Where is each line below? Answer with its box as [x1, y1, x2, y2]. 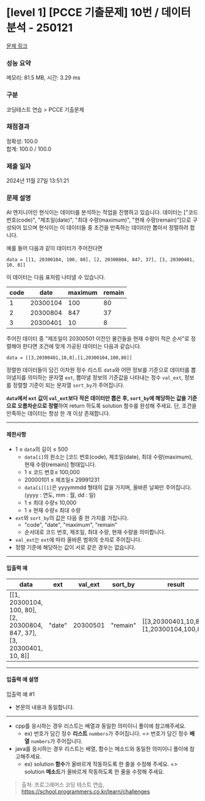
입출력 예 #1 [6, 690, 35, 698]
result [167, 580, 185, 589]
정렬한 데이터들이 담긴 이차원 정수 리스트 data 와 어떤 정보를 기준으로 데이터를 [6, 366, 190, 374]
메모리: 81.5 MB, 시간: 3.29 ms [6, 74, 81, 81]
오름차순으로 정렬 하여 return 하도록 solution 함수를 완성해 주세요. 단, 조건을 [17, 402, 197, 410]
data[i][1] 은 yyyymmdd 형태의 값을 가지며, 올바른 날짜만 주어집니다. [24, 484, 192, 491]
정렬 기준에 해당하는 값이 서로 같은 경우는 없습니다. [15, 543, 136, 551]
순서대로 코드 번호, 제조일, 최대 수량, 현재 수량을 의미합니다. [24, 528, 166, 535]
